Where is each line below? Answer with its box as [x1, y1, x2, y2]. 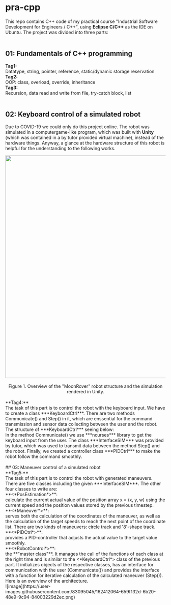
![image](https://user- [5, 583, 51, 589]
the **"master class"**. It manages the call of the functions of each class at [5, 551, 164, 557]
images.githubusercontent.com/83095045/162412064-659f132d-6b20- [5, 588, 156, 594]
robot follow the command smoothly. [5, 453, 82, 459]
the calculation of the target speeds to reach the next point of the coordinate [5, 518, 166, 524]
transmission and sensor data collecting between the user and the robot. [5, 421, 158, 427]
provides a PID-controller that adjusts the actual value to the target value [5, 534, 158, 540]
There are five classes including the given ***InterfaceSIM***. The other [5, 480, 161, 486]
